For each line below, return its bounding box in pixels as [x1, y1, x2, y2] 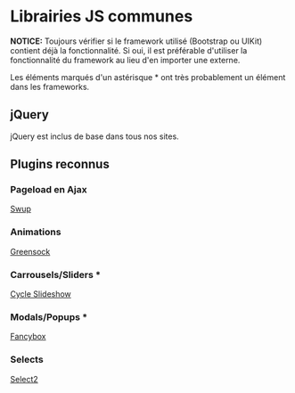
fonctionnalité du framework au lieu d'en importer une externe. [10, 54, 241, 65]
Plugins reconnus [10, 157, 110, 172]
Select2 [10, 373, 38, 384]
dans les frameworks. [10, 81, 90, 92]
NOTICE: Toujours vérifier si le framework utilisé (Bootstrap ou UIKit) [10, 36, 263, 46]
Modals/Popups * [10, 310, 88, 323]
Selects [10, 354, 44, 366]
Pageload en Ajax [10, 184, 87, 196]
